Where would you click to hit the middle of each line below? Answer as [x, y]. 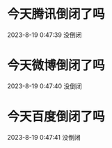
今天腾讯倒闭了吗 [56, 14]
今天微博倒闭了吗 [56, 66]
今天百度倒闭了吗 [56, 117]
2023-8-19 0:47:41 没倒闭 [44, 137]
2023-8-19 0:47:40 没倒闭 [45, 86]
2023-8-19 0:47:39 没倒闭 [45, 35]
